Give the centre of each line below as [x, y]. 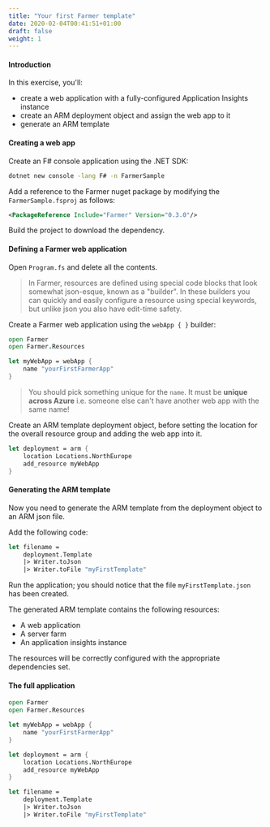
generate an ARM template [65, 124]
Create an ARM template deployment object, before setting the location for [133, 425]
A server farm [43, 634]
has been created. [39, 594]
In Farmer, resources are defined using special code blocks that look [143, 283]
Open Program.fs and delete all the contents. [83, 267]
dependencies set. [39, 667]
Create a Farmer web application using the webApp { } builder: [112, 324]
